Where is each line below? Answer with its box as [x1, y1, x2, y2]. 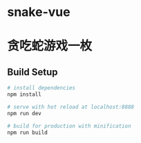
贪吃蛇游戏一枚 [7, 38, 93, 54]
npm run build [7, 129, 48, 136]
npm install [7, 91, 41, 98]
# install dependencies [7, 85, 76, 92]
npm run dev [7, 110, 41, 117]
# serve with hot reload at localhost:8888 [7, 103, 135, 110]
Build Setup [7, 66, 58, 78]
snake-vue [7, 4, 70, 20]
